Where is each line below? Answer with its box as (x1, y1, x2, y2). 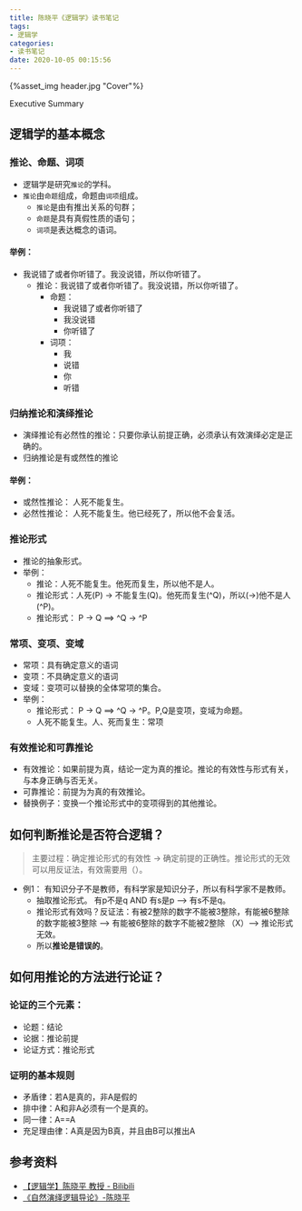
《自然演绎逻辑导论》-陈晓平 (22, 1192, 131, 1203)
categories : (9, 38, 54, 48)
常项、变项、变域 (9, 637, 84, 650)
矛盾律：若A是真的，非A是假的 (22, 1092, 138, 1103)
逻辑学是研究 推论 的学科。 (22, 178, 116, 189)
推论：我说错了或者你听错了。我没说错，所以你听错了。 (35, 279, 243, 291)
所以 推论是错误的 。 (35, 940, 109, 951)
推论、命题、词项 (9, 156, 84, 169)
